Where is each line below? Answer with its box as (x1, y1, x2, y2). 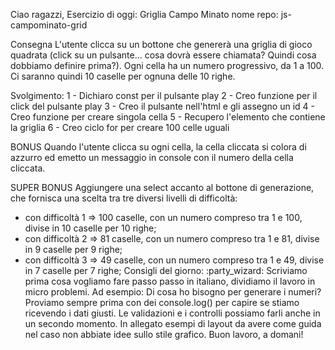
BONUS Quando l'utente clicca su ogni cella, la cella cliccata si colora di (10, 141, 307, 153)
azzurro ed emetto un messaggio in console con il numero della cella (10, 152, 294, 163)
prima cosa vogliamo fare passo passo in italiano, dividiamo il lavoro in (24, 275, 316, 287)
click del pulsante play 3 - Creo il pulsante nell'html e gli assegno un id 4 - (10, 100, 316, 112)
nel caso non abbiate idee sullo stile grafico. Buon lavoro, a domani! (24, 329, 304, 340)
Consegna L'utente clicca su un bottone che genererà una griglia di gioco (10, 39, 313, 50)
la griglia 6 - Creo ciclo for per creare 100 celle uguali (10, 122, 230, 133)
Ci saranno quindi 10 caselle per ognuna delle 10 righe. (10, 70, 236, 82)
